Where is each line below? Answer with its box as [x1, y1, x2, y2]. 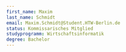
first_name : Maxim [6, 8, 53, 15]
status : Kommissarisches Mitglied [6, 25, 94, 32]
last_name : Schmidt [6, 14, 56, 20]
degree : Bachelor [6, 36, 50, 42]
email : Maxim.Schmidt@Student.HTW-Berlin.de [6, 20, 121, 26]
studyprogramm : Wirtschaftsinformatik [6, 31, 104, 37]
